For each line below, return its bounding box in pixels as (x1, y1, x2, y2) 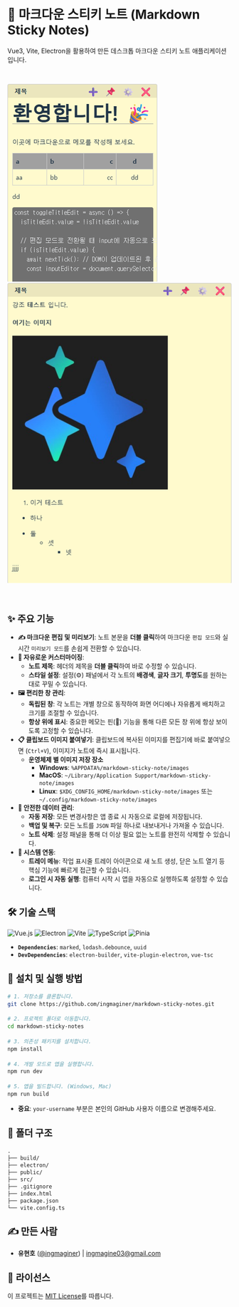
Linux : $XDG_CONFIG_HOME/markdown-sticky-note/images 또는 (38, 787, 213, 796)
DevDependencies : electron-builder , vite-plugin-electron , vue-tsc (17, 950, 213, 959)
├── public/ (7, 1169, 43, 1176)
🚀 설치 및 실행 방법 (7, 973, 83, 985)
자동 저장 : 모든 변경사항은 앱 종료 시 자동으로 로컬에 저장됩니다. (28, 813, 203, 821)
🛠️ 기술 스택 (7, 906, 55, 919)
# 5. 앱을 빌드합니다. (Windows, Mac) (7, 1083, 112, 1090)
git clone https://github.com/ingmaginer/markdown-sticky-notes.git (7, 1000, 215, 1008)
